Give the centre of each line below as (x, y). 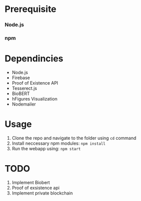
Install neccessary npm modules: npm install (59, 143)
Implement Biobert (31, 182)
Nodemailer (24, 104)
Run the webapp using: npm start (46, 148)
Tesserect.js (24, 88)
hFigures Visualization (35, 99)
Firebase (21, 78)
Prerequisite (31, 9)
